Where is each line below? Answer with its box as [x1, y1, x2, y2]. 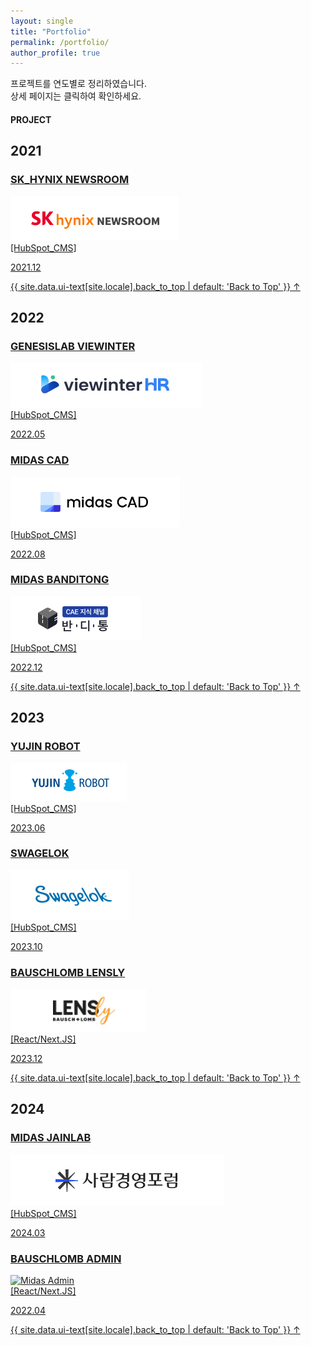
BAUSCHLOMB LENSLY [10, 965, 126, 979]
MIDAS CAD [10, 453, 70, 467]
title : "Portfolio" [10, 26, 92, 37]
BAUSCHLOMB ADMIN [10, 1251, 122, 1265]
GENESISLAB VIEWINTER [10, 339, 136, 353]
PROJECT [10, 113, 52, 125]
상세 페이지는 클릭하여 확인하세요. [10, 90, 142, 102]
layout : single [10, 16, 74, 26]
